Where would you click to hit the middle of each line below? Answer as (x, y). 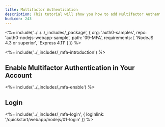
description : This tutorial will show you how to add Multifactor (74, 14)
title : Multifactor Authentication (41, 10)
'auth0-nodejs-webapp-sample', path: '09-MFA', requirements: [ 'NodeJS (79, 38)
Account (18, 75)
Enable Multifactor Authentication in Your (70, 68)
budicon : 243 (18, 19)
